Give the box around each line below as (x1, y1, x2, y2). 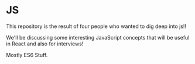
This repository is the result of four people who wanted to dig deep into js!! (6, 23, 186, 30)
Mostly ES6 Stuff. (6, 51, 48, 58)
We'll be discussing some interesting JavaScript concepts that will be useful (6, 34, 190, 41)
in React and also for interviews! (6, 40, 84, 47)
